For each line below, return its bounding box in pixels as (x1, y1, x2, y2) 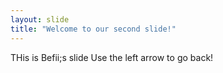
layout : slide (10, 14, 70, 25)
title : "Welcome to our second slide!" (10, 24, 177, 34)
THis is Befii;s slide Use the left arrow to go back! (10, 51, 214, 63)
